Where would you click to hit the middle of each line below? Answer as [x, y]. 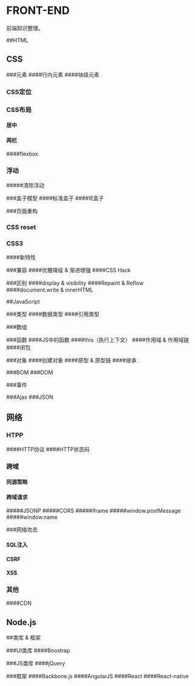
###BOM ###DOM [30, 372]
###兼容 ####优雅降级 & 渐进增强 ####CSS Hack [69, 270]
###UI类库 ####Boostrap [38, 651]
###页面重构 [22, 211]
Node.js [21, 622]
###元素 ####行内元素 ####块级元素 [53, 75]
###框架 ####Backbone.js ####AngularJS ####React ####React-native [97, 676]
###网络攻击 [22, 530]
